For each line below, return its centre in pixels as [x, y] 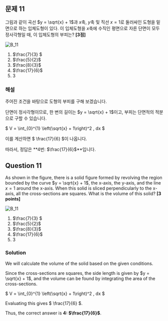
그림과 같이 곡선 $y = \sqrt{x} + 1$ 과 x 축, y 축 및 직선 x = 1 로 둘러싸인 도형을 [80, 22]
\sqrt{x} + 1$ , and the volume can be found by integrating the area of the [80, 279]
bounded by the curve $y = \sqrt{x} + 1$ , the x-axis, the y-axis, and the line [83, 183]
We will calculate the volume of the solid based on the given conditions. [79, 264]
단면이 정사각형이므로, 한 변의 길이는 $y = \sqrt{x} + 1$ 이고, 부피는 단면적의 [80, 112]
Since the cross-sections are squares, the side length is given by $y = [77, 273]
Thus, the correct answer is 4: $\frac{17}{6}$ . [53, 313]
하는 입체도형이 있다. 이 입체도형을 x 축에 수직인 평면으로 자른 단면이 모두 [89, 28]
